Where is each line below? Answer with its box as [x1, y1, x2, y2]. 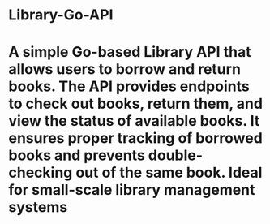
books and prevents [8, 146, 146, 165]
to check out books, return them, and [8, 95, 264, 113]
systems [8, 198, 68, 217]
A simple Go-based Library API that [8, 43, 251, 62]
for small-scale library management [8, 181, 255, 200]
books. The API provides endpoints [8, 77, 250, 96]
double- [148, 146, 204, 165]
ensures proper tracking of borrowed [8, 129, 264, 148]
